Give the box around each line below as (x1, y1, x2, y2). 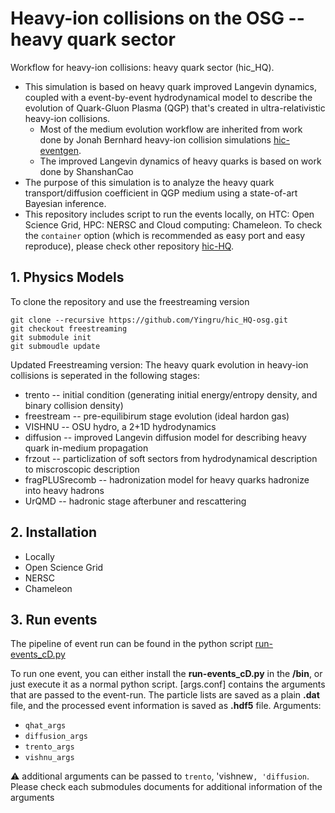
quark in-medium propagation (24, 442, 149, 454)
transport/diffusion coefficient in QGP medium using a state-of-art (24, 187, 298, 199)
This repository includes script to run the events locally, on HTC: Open (24, 208, 315, 220)
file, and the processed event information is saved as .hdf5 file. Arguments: (10, 700, 322, 712)
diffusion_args (24, 732, 89, 742)
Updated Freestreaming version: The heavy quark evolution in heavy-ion (10, 358, 309, 371)
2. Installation (10, 524, 98, 541)
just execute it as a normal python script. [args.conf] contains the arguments (10, 678, 326, 691)
